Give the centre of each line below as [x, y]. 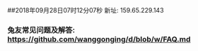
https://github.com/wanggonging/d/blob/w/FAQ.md [99, 39]
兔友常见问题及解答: [41, 30]
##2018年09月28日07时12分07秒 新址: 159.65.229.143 [86, 10]
